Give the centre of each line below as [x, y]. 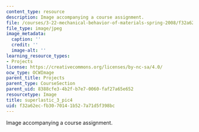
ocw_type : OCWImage [30, 73]
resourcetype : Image [32, 95]
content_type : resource [36, 12]
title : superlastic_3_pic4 [39, 100]
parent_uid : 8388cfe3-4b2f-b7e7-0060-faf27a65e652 [70, 89]
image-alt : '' [29, 51]
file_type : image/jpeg [34, 28]
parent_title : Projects [36, 78]
